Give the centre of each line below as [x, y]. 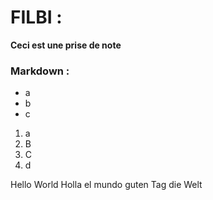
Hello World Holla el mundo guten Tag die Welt [106, 185]
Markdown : [40, 71]
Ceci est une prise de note [66, 45]
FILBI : [36, 17]
